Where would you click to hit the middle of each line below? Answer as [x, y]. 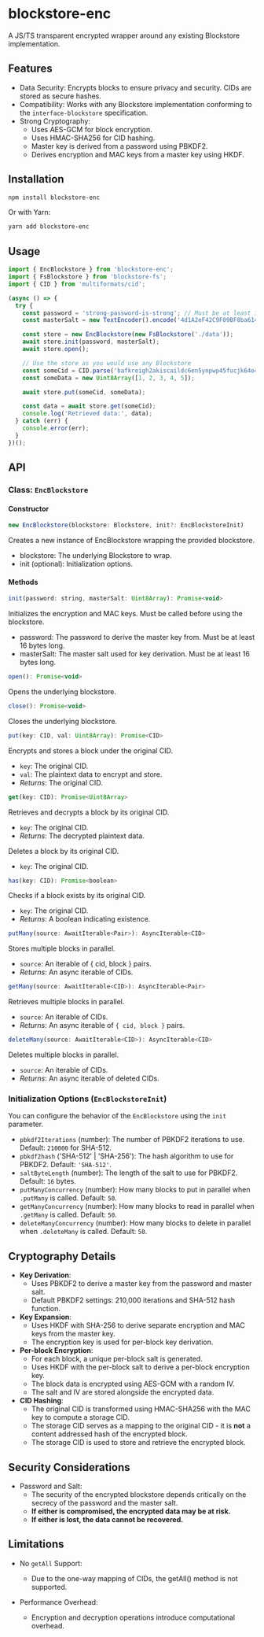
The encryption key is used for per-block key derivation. [122, 1342]
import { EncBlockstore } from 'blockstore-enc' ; [91, 270]
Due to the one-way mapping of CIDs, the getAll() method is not [134, 1578]
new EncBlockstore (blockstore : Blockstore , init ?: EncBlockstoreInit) [126, 525]
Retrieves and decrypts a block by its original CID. [89, 812]
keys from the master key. [73, 1334]
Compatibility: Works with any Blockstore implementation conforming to [136, 104]
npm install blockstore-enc [54, 198]
